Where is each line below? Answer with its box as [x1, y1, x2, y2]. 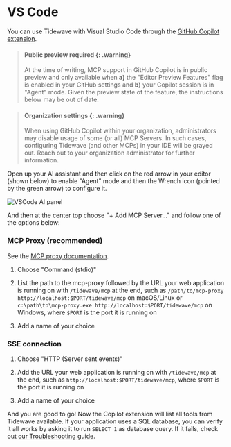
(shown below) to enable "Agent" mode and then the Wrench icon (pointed [7, 177, 220, 185]
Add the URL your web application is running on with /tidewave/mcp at [17, 368, 216, 376]
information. [24, 156, 59, 165]
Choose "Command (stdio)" [17, 265, 97, 273]
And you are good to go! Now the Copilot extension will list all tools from [7, 410, 213, 418]
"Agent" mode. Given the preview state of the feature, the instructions [24, 88, 223, 96]
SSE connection [7, 339, 62, 348]
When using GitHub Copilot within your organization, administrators [24, 126, 216, 135]
